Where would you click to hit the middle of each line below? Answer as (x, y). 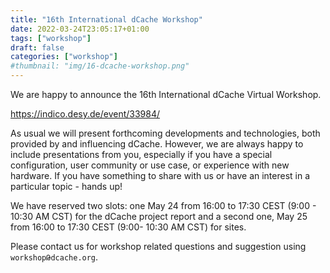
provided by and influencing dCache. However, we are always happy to (157, 144)
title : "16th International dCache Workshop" (106, 19)
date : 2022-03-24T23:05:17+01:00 (80, 29)
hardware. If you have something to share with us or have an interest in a (160, 175)
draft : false (37, 47)
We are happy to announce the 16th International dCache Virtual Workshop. (166, 94)
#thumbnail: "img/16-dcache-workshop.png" (100, 66)
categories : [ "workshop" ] (64, 57)
